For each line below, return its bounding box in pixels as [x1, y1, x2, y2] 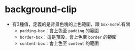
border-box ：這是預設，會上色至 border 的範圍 [19, 34, 117, 40]
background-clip [5, 4, 77, 15]
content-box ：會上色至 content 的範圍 [19, 40, 99, 46]
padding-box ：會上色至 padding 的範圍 [19, 27, 99, 34]
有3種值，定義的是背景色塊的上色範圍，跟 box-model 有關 [12, 21, 130, 27]
